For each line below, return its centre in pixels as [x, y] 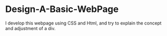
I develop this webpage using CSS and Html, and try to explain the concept [83, 23]
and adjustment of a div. [30, 28]
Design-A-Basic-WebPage [62, 9]
